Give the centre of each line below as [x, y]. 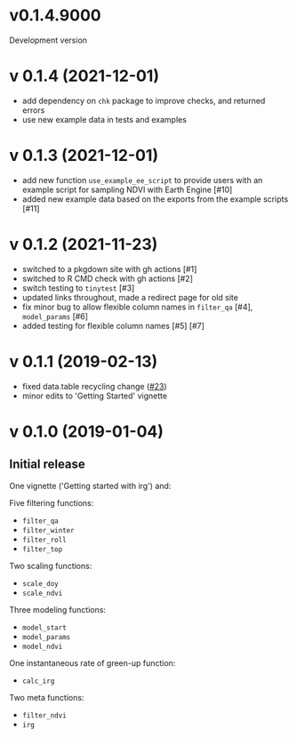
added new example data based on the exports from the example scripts [155, 199]
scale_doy [40, 583]
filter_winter [48, 530]
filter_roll [44, 540]
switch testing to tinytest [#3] [78, 288]
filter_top [42, 549]
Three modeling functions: [58, 609]
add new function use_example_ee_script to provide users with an [142, 180]
